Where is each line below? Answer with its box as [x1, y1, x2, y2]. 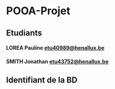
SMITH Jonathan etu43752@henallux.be [6, 58, 109, 65]
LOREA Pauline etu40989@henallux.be [6, 44, 105, 52]
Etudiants [6, 28, 42, 38]
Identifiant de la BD [6, 75, 78, 85]
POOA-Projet [6, 4, 71, 18]
